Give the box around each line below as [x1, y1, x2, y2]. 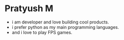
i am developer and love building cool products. [11, 19, 110, 25]
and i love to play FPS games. [11, 29, 72, 35]
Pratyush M [4, 3, 54, 14]
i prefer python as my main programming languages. [11, 24, 120, 30]
